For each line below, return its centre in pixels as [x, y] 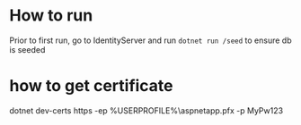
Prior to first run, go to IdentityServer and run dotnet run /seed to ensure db [150, 40]
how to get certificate [91, 86]
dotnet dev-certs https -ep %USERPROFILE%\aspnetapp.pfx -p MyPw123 [146, 110]
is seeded [27, 49]
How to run [51, 16]
